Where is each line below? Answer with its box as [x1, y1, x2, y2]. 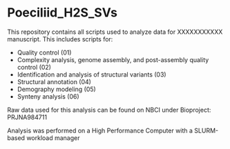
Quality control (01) [17, 48, 72, 57]
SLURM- [194, 126, 219, 135]
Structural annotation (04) [17, 77, 92, 86]
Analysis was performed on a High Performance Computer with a [7, 126, 193, 135]
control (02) [17, 63, 52, 71]
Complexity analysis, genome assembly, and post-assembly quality [17, 55, 209, 63]
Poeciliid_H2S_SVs [7, 5, 117, 21]
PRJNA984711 [7, 112, 47, 121]
